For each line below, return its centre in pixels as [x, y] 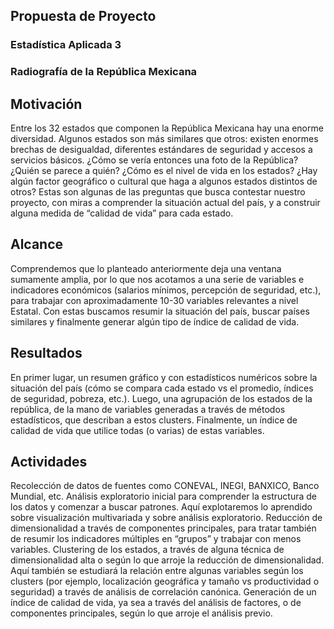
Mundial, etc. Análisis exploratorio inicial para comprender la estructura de [164, 496]
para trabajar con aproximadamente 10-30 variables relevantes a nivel [154, 300]
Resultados [46, 353]
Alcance [37, 244]
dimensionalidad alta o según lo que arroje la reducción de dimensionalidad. [167, 560]
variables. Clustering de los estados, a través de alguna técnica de [147, 550]
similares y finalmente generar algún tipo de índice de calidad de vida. [155, 321]
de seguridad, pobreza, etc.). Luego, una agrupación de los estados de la [161, 398]
